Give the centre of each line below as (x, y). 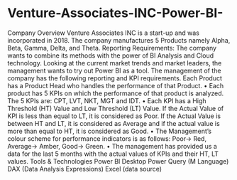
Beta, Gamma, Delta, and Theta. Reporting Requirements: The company (112, 48)
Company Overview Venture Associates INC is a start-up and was (104, 33)
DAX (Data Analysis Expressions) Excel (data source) (84, 169)
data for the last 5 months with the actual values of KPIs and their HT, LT (113, 154)
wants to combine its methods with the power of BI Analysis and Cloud (111, 55)
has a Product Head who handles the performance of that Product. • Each (116, 85)
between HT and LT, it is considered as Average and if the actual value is (114, 123)
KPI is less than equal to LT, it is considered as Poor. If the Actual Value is (114, 116)
